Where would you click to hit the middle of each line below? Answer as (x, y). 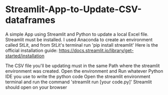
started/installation (25, 56)
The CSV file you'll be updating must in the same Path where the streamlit (83, 66)
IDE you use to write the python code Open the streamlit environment (78, 76)
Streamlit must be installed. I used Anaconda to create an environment (79, 40)
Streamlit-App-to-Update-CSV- (73, 9)
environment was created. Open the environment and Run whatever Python (84, 71)
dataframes (30, 20)
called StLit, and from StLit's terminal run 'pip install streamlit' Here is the (82, 45)
